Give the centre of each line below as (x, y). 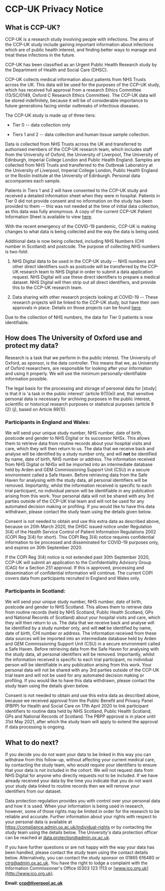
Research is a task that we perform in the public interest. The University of (81, 358)
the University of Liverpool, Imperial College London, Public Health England (82, 170)
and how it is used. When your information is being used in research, (75, 806)
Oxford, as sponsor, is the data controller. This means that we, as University (82, 363)
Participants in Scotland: (35, 591)
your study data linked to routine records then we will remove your (72, 786)
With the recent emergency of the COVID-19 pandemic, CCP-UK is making (81, 226)
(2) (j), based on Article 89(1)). (36, 409)
